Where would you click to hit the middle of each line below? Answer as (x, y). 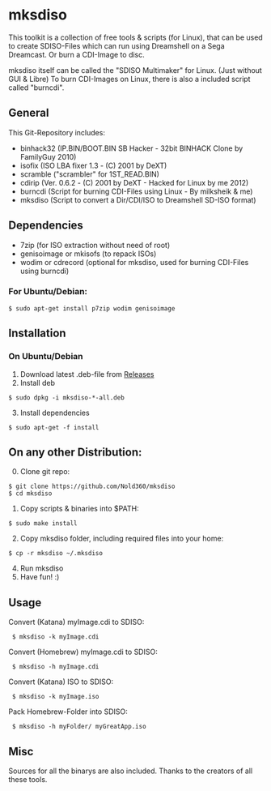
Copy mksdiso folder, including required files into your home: (122, 539)
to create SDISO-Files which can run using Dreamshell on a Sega (116, 45)
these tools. (28, 779)
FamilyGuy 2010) (48, 156)
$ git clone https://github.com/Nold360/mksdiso (92, 487)
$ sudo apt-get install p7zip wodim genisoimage (92, 308)
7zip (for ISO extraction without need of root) (95, 245)
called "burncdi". (36, 88)
